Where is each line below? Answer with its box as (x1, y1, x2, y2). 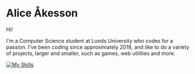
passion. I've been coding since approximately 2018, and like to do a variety (6, 43, 190, 51)
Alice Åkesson (6, 6, 78, 20)
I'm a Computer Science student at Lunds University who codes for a (6, 37, 173, 44)
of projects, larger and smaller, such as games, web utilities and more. (6, 49, 176, 56)
